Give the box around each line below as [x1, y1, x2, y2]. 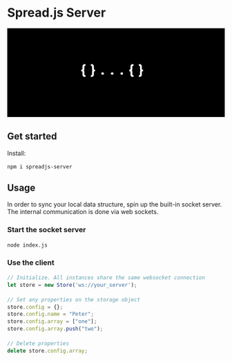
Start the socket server [7, 225, 86, 235]
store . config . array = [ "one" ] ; [7, 318, 97, 325]
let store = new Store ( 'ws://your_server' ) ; [7, 281, 137, 288]
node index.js [7, 241, 48, 249]
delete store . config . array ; [7, 347, 88, 354]
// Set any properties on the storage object [7, 296, 140, 303]
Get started [7, 130, 57, 143]
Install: [7, 149, 26, 157]
